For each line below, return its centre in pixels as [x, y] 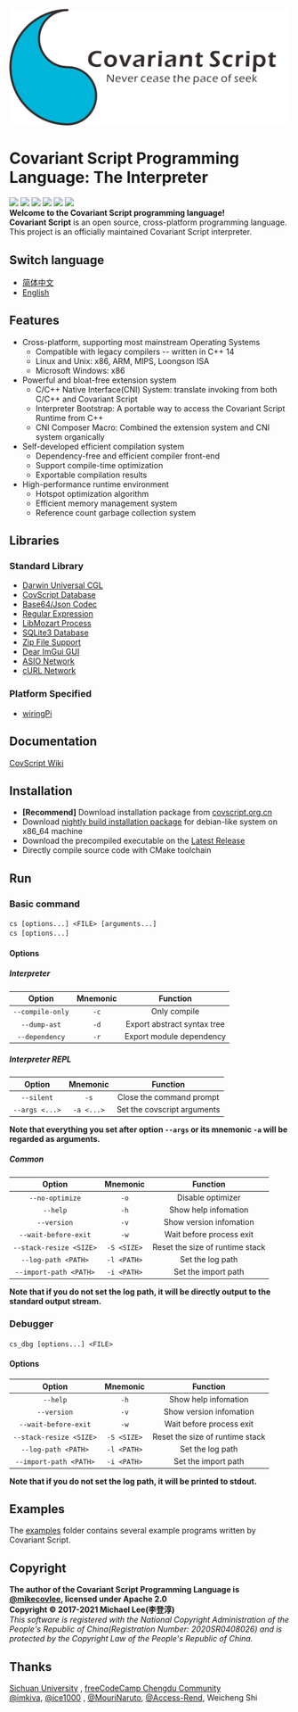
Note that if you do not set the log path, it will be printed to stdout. [133, 1481]
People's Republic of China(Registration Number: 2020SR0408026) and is [146, 1629]
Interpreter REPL [40, 1059]
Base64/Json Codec [60, 604]
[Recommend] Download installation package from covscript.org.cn [147, 813]
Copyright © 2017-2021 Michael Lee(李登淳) [92, 1609]
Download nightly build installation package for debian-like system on [150, 822]
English [36, 292]
